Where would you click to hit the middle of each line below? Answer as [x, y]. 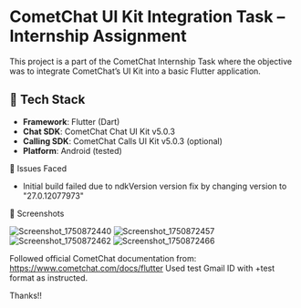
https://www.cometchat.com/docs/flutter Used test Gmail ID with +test [142, 268]
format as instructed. [49, 277]
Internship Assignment [98, 36]
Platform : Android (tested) [73, 150]
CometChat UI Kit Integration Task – [147, 17]
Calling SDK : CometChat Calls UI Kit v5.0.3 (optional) [123, 141]
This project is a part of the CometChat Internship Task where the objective [151, 61]
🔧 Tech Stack [47, 100]
